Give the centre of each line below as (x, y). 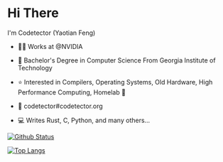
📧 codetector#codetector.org (60, 106)
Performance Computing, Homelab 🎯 (72, 92)
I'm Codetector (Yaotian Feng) (51, 33)
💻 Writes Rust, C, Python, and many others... (84, 120)
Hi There (33, 13)
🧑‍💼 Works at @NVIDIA (50, 46)
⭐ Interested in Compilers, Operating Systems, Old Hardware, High (115, 82)
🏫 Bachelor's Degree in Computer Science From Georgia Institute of (116, 60)
